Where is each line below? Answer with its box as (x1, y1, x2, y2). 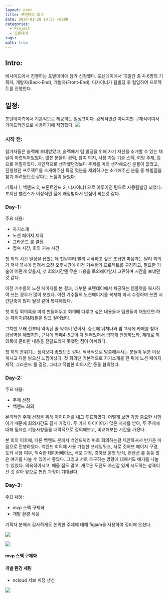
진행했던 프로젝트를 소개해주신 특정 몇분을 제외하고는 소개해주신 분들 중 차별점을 (5, 167, 162, 173)
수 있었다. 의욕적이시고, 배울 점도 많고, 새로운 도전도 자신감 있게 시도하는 (5, 463, 147, 469)
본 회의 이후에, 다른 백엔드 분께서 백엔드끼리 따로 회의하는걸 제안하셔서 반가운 (5, 437, 156, 443)
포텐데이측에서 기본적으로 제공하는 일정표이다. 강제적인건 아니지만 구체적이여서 (5, 116, 159, 122)
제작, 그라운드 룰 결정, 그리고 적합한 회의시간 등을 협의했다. (5, 361, 120, 367)
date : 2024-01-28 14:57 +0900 (5, 17, 69, 22)
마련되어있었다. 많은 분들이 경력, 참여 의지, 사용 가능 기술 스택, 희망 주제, (14, 155, 156, 161)
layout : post (5, 7, 33, 13)
